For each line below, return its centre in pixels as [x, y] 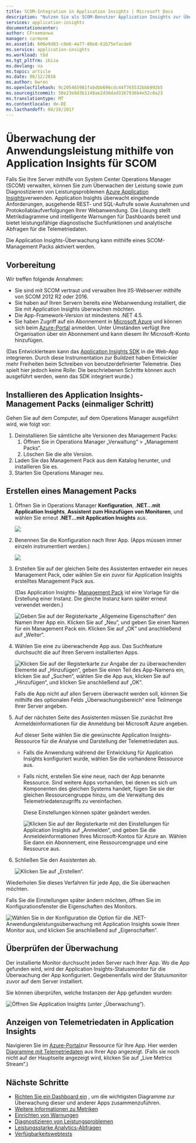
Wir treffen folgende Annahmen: [45, 279]
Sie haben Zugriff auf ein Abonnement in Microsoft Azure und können [98, 322]
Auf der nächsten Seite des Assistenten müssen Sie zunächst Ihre [94, 717]
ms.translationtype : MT [35, 98]
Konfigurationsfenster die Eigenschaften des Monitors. [71, 906]
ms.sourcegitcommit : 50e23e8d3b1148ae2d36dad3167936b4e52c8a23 [85, 93]
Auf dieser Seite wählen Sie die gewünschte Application [82, 735]
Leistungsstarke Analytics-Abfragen [58, 1128]
